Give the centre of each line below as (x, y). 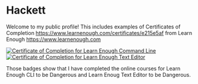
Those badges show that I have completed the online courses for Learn (93, 68)
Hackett (26, 10)
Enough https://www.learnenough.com (54, 39)
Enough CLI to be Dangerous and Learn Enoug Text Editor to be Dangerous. (98, 75)
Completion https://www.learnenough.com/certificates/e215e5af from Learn (99, 33)
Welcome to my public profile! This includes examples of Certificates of (93, 27)
